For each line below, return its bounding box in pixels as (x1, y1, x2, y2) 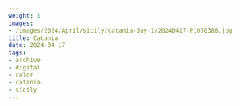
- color (8, 71, 34, 79)
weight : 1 (8, 11, 41, 20)
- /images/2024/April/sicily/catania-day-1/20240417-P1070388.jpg (8, 26, 233, 34)
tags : (8, 49, 26, 57)
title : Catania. (8, 33, 62, 42)
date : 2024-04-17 (8, 41, 66, 49)
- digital (8, 64, 41, 72)
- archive (8, 57, 41, 65)
